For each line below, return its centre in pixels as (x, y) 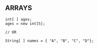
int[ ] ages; (19, 19)
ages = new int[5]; (25, 24)
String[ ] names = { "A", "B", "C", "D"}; (49, 41)
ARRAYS (19, 8)
